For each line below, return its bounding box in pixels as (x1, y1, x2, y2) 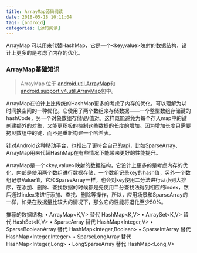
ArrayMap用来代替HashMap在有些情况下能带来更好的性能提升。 (6, 149, 161, 156)
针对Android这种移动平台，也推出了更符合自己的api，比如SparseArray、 (6, 142, 181, 149)
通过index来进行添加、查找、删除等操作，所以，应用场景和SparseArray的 (11, 191, 188, 198)
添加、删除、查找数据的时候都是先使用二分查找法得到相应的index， (21, 184, 184, 191)
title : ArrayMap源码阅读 (6, 8, 63, 15)
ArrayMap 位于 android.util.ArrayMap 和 (20, 80, 116, 87)
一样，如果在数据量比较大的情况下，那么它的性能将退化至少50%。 (6, 198, 167, 205)
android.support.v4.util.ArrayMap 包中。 (20, 87, 117, 94)
